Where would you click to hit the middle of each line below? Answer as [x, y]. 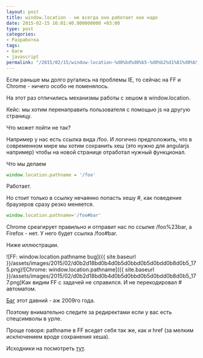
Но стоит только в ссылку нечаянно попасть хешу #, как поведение [94, 198]
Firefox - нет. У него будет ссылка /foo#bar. [62, 234]
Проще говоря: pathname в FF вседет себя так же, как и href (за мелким [100, 330]
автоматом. [21, 289]
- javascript [23, 57]
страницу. [19, 116]
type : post [20, 29]
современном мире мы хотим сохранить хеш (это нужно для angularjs [98, 145]
